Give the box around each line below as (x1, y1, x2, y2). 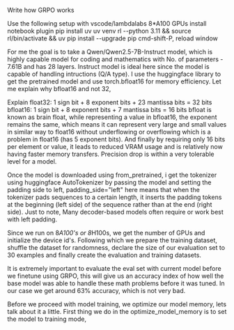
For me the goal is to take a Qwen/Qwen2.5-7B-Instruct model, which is (7, 48, 213, 56)
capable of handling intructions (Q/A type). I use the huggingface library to (7, 70, 221, 78)
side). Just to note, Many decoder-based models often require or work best (7, 208, 224, 216)
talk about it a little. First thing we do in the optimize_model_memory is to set (7, 308, 227, 315)
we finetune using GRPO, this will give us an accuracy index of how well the (7, 272, 224, 280)
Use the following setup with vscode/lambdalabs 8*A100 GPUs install (7, 19, 207, 27)
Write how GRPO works (7, 6, 75, 14)
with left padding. (7, 215, 58, 223)
